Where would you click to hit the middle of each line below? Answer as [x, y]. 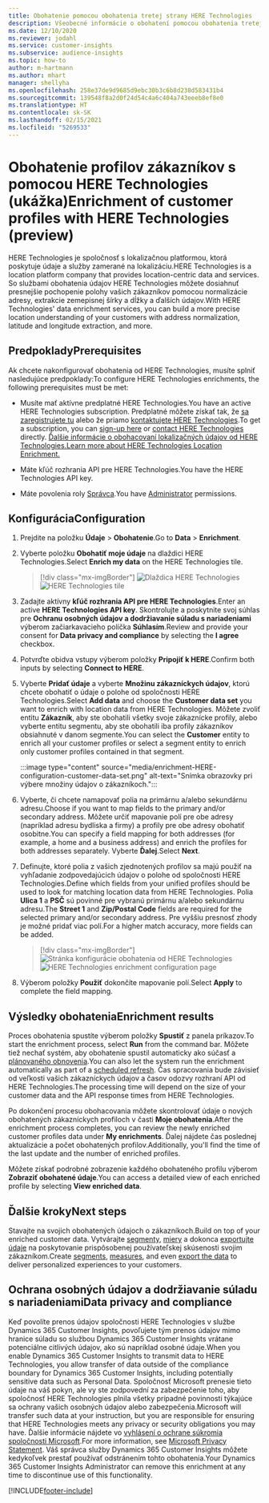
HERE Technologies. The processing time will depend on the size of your [127, 1087]
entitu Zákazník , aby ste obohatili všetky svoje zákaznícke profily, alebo [139, 717]
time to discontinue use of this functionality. [80, 1475]
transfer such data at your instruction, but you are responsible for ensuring [131, 1415]
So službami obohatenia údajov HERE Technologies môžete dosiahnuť [124, 283]
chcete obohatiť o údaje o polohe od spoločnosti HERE [110, 692]
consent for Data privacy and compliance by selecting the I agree [129, 636]
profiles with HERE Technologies [119, 218]
